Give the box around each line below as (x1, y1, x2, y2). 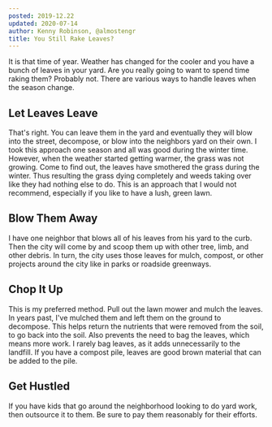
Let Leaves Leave (8, 106, 99, 120)
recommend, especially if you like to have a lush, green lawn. (8, 188, 213, 198)
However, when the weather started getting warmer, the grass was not (8, 153, 244, 163)
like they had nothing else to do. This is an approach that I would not (8, 179, 237, 189)
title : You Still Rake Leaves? (8, 34, 114, 43)
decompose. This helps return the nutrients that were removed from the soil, (8, 321, 264, 331)
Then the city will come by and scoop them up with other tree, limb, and (8, 241, 249, 252)
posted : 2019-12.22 (8, 11, 75, 20)
